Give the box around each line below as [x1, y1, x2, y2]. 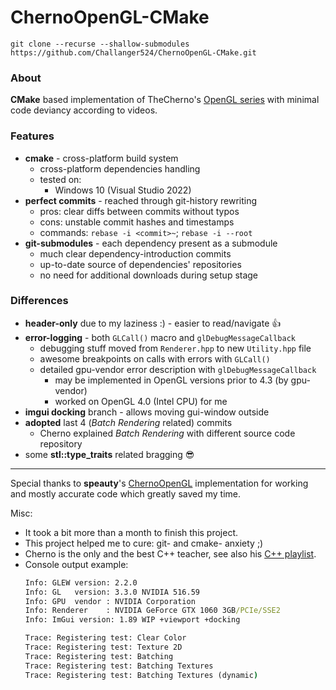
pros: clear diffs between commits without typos [39, 205, 240, 217]
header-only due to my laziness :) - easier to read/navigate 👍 [24, 317, 282, 329]
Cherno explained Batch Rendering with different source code [39, 427, 296, 439]
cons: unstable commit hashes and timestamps [39, 216, 235, 228]
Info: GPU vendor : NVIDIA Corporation [24, 596, 196, 606]
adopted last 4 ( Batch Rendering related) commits [24, 416, 233, 428]
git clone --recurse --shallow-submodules [10, 39, 190, 49]
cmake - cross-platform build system [24, 152, 179, 164]
